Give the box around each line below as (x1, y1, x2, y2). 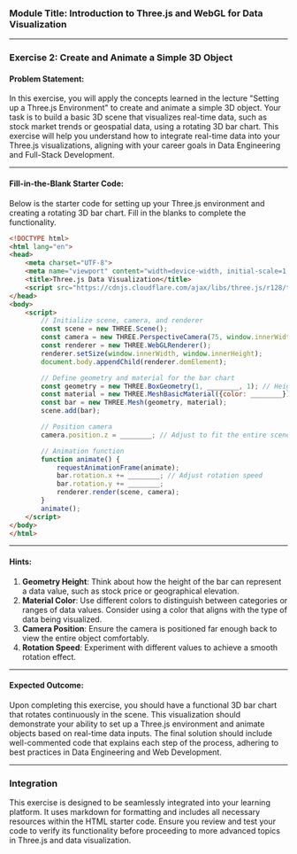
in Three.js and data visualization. (9, 835, 132, 846)
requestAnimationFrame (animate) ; (56, 463, 179, 472)
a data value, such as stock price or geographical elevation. (21, 586, 240, 596)
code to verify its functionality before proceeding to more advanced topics (9, 826, 281, 836)
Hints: (9, 556, 33, 567)
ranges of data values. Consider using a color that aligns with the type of (21, 604, 287, 615)
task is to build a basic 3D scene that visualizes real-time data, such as (9, 112, 268, 122)
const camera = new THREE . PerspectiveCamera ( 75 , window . (41, 333, 255, 342)
